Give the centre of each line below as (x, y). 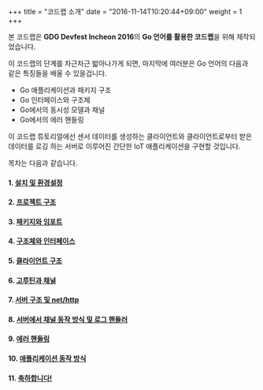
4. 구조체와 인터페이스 (42, 241)
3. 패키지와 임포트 (35, 221)
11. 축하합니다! (30, 378)
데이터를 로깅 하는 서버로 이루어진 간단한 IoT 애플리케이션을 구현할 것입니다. (124, 146)
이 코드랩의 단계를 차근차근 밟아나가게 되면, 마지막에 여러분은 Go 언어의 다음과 (128, 63)
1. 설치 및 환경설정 (35, 182)
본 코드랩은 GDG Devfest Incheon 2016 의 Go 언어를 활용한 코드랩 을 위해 (121, 37)
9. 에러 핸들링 (29, 339)
